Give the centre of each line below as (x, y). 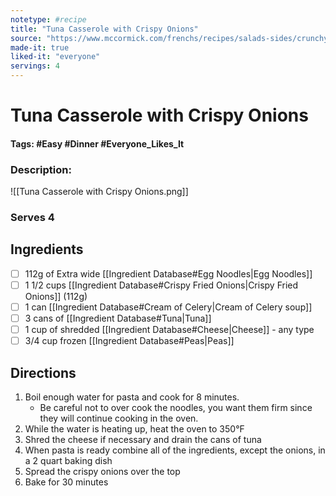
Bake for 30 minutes (66, 482)
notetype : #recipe (48, 19)
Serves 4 (32, 217)
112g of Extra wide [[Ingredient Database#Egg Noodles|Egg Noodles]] (168, 273)
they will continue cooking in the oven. (119, 418)
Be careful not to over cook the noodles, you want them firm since (176, 407)
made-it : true (40, 47)
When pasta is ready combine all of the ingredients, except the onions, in (175, 450)
